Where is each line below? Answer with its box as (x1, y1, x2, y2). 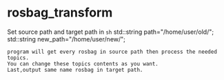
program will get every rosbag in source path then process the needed (7, 48, 217, 55)
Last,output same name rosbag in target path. (7, 66, 143, 73)
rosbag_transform (7, 5, 113, 21)
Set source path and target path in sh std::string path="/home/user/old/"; (7, 28, 214, 36)
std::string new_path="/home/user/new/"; (7, 34, 126, 43)
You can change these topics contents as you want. (7, 60, 159, 67)
